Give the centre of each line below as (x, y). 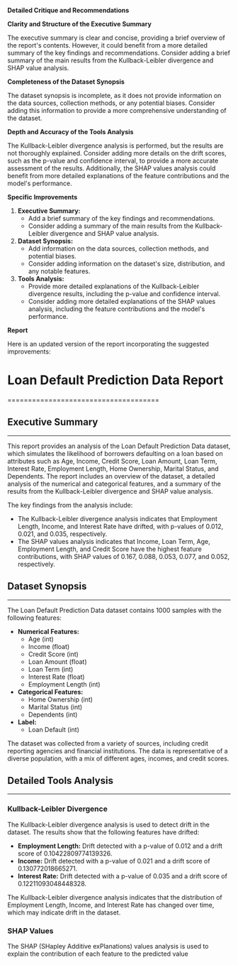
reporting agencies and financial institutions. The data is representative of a (118, 751)
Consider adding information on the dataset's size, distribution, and (126, 263)
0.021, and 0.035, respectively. (62, 534)
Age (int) (41, 639)
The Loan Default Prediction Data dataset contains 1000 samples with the (114, 610)
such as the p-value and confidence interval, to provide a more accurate (113, 160)
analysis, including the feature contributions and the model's (117, 309)
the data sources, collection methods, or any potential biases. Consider (111, 103)
